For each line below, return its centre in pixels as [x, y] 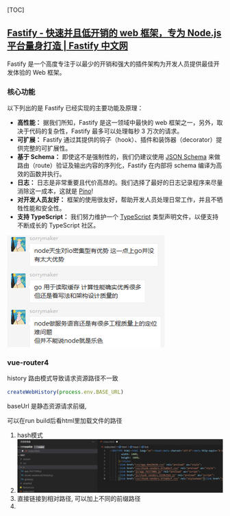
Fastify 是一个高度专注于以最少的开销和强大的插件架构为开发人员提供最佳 [111, 64]
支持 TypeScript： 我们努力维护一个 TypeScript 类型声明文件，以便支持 [118, 217]
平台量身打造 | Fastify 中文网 [68, 46]
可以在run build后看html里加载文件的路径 [65, 421]
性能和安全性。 [44, 208]
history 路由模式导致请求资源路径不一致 [63, 378]
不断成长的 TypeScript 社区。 [58, 225]
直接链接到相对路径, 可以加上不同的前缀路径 [79, 499]
